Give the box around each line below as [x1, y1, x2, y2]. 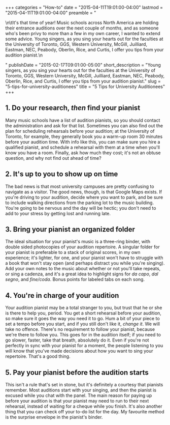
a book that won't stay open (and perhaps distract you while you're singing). [5, 260, 165, 266]
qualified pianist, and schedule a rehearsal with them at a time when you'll [5, 144, 160, 150]
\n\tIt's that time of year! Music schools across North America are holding [5, 20, 159, 25]
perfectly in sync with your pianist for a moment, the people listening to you [5, 343, 163, 349]
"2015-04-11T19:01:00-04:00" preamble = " [5, 10, 96, 16]
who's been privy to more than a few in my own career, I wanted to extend [5, 31, 161, 36]
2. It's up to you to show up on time [5, 170, 118, 179]
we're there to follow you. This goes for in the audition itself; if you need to [5, 332, 161, 338]
